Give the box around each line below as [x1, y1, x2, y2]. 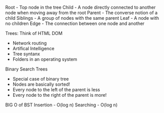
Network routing [12, 40, 47, 46]
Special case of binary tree [12, 76, 69, 82]
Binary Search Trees [5, 66, 48, 72]
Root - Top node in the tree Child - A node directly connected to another [5, 5, 156, 10]
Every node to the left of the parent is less [12, 87, 100, 93]
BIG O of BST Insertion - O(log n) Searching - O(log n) [5, 102, 118, 108]
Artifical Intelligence [12, 46, 55, 51]
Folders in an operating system [12, 56, 77, 62]
